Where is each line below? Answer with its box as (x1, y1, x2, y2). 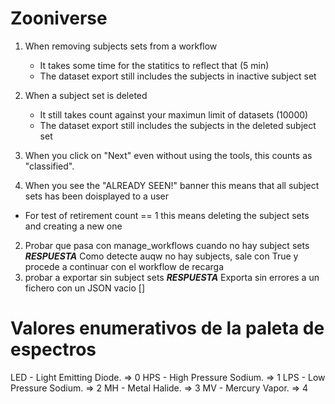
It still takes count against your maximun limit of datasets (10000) (39, 108, 309, 121)
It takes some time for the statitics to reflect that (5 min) (39, 59, 270, 71)
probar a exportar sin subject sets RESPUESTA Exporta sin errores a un (24, 271, 320, 283)
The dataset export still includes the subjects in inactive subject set (39, 70, 317, 82)
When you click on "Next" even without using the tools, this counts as (24, 149, 313, 161)
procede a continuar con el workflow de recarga (24, 260, 225, 272)
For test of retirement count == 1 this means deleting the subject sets (24, 209, 310, 221)
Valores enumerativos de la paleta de (10, 317, 325, 340)
